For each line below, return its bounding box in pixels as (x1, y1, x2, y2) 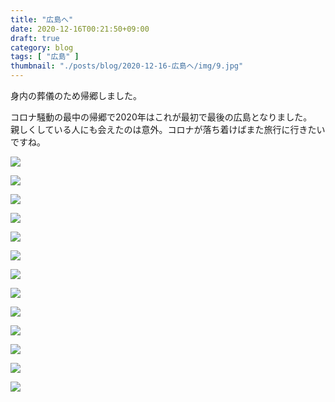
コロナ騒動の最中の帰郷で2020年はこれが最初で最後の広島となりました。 (10, 111, 313, 123)
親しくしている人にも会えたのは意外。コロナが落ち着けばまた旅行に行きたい (10, 124, 326, 135)
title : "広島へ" (10, 14, 74, 25)
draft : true (10, 33, 60, 43)
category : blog (10, 42, 74, 53)
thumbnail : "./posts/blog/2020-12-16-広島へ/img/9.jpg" (10, 61, 244, 71)
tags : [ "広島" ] (10, 52, 80, 62)
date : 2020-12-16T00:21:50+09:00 (10, 24, 150, 34)
